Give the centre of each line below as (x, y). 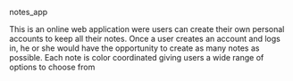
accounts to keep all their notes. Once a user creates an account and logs (145, 39)
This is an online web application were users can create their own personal (147, 29)
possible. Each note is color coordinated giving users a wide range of (137, 57)
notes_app (29, 12)
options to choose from (52, 67)
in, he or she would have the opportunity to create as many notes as (134, 48)
